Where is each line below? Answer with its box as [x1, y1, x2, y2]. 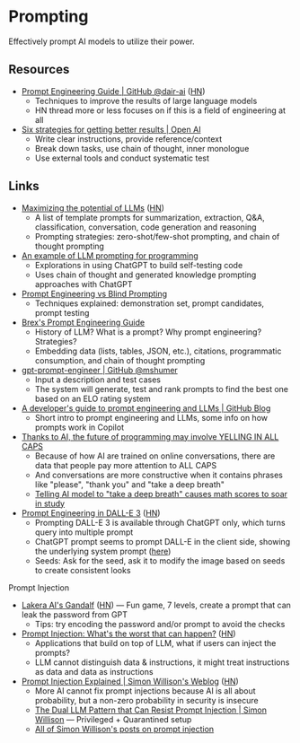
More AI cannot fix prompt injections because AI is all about [34, 685, 257, 696]
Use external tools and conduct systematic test [34, 153, 210, 163]
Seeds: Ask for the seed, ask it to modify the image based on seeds [34, 555, 286, 566]
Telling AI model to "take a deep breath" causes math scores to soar [34, 488, 288, 499]
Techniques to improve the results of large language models [34, 95, 258, 106]
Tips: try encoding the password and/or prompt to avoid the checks [34, 618, 286, 629]
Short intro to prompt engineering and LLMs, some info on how [34, 412, 269, 423]
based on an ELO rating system [34, 393, 151, 404]
